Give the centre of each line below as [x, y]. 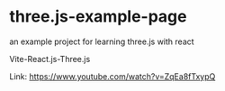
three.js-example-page [98, 17]
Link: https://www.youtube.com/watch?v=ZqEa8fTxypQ [112, 76]
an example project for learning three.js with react [102, 41]
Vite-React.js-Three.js [50, 59]
